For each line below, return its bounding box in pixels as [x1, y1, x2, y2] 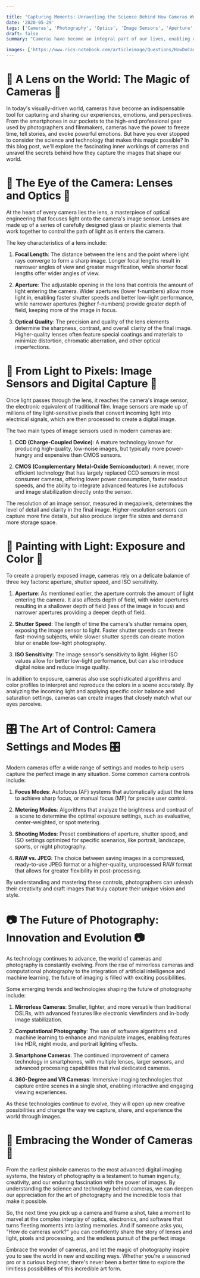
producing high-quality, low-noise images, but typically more [14, 445, 165, 452]
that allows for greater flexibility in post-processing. [14, 867, 142, 874]
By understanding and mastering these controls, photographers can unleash [6, 878, 193, 886]
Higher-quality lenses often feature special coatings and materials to [14, 331, 183, 338]
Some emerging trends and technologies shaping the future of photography [6, 985, 192, 992]
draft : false [6, 30, 39, 36]
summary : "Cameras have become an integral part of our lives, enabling [6, 36, 190, 42]
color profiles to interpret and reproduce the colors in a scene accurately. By [6, 681, 194, 688]
